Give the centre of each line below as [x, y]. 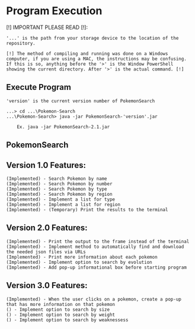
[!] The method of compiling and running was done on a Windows [87, 54]
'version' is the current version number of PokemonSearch [81, 101]
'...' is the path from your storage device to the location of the [92, 38]
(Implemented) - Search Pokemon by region [59, 194]
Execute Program [39, 87]
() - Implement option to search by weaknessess [67, 320]
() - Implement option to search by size [58, 309]
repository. [21, 43]
